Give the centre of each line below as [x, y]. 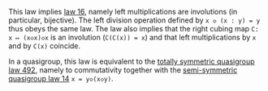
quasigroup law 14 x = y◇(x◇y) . [61, 79]
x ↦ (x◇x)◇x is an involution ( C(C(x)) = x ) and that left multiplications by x [132, 37]
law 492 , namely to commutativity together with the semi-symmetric [123, 70]
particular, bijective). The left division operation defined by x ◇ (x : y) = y [134, 20]
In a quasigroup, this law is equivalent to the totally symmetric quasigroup [132, 61]
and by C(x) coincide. [45, 46]
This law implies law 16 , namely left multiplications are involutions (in [123, 12]
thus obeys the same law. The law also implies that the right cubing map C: [134, 29]
